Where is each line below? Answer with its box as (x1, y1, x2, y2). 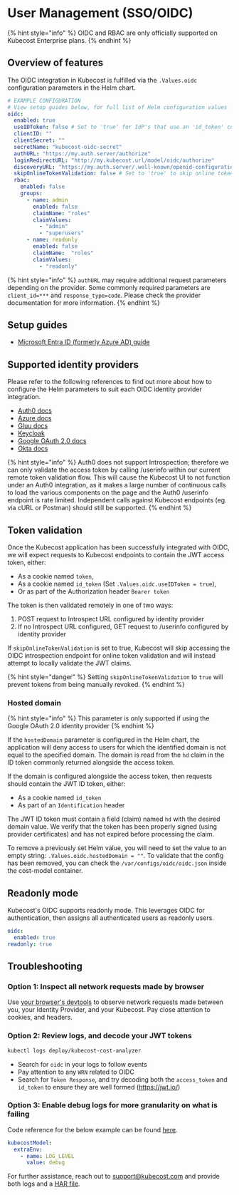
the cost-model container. (7, 866, 83, 875)
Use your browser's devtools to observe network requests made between (7, 998, 224, 1006)
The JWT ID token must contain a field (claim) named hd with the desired (7, 814, 221, 824)
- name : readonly (26, 237, 78, 244)
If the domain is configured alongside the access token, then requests (7, 772, 212, 781)
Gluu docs (17, 422, 48, 430)
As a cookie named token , (17, 571, 94, 580)
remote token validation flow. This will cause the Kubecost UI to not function (7, 473, 230, 482)
